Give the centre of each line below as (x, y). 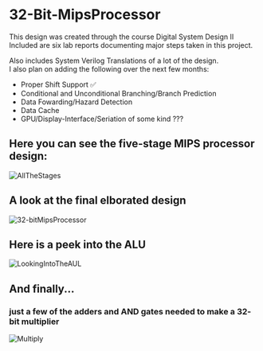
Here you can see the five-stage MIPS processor (132, 144)
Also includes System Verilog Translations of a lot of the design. (114, 60)
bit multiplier (34, 322)
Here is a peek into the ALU (78, 244)
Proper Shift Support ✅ (58, 84)
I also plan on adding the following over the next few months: (109, 68)
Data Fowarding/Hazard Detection (77, 102)
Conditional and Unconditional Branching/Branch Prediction (118, 93)
